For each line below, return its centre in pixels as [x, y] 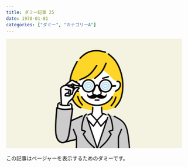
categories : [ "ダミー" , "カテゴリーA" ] [51, 25]
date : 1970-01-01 [27, 18]
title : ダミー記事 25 [30, 12]
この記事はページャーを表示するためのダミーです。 [67, 158]
